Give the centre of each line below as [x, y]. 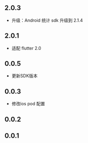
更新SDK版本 [25, 76]
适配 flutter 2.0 [26, 48]
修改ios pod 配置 [28, 104]
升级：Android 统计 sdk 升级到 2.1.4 [47, 20]
